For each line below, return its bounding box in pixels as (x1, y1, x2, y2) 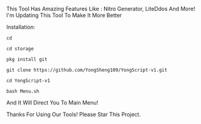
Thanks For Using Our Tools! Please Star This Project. (6, 111, 141, 118)
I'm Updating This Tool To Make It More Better (6, 12, 122, 19)
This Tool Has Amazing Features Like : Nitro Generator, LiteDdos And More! (6, 5, 196, 12)
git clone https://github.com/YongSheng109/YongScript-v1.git (6, 67, 167, 73)
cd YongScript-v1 (6, 78, 51, 84)
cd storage (6, 46, 34, 52)
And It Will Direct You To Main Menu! (6, 99, 99, 106)
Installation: (6, 24, 35, 30)
